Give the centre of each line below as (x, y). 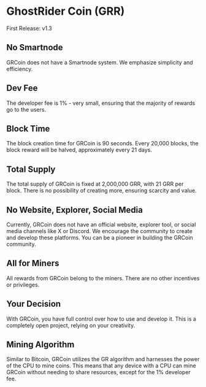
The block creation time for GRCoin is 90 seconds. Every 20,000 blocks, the (102, 144)
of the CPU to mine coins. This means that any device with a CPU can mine (101, 366)
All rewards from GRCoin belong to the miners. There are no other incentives (103, 278)
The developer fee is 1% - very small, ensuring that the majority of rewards (101, 103)
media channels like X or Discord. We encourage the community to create (100, 231)
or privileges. (23, 285)
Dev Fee (22, 88)
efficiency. (20, 69)
